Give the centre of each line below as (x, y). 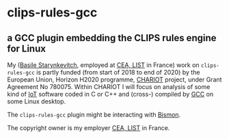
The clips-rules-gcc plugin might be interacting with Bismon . (94, 115)
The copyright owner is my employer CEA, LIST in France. (89, 128)
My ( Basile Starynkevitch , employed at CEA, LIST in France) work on (103, 65)
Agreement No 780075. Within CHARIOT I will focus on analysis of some (109, 87)
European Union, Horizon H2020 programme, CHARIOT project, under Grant (114, 79)
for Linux (27, 48)
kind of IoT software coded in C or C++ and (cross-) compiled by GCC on (110, 94)
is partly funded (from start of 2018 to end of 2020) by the (118, 72)
